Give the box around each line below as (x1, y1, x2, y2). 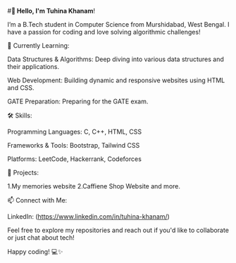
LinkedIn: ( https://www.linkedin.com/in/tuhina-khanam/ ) (7, 212, 170, 221)
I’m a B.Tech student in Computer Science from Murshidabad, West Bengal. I (7, 20, 230, 28)
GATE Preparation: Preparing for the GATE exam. (7, 97, 149, 105)
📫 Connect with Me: (7, 196, 68, 204)
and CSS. (7, 84, 35, 91)
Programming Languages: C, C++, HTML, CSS (7, 127, 142, 136)
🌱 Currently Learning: (7, 41, 70, 49)
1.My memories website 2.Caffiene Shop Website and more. (7, 182, 181, 190)
